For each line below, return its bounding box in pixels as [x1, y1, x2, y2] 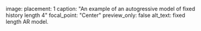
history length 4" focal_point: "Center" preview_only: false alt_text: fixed [5, 12, 185, 19]
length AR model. [5, 18, 49, 25]
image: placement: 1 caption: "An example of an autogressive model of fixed [5, 5, 196, 12]
